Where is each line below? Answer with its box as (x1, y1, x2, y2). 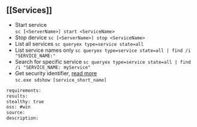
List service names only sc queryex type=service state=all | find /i (14, 47, 191, 54)
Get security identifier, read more (14, 69, 97, 77)
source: (6, 110, 26, 116)
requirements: (6, 87, 42, 94)
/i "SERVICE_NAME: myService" (14, 64, 91, 70)
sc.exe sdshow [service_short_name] (14, 77, 107, 83)
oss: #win (6, 104, 31, 110)
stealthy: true (6, 98, 44, 104)
